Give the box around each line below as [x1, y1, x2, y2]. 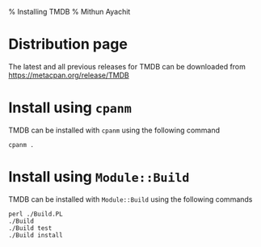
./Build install [8, 231, 63, 239]
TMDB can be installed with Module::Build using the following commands [8, 194, 253, 204]
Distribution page [8, 36, 128, 53]
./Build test [8, 224, 53, 232]
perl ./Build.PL [8, 210, 63, 218]
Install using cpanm [8, 98, 132, 117]
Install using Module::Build [8, 168, 190, 186]
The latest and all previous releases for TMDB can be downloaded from [8, 61, 246, 71]
